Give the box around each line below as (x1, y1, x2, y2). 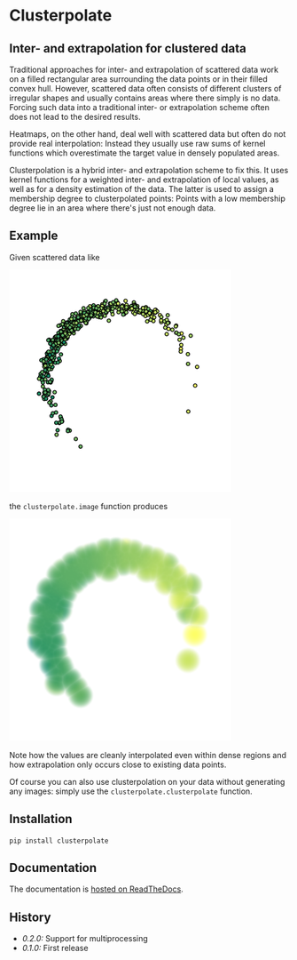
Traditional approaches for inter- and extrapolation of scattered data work (9, 64, 279, 75)
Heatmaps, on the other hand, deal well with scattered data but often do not (9, 129, 286, 139)
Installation (9, 812, 73, 827)
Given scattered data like (9, 252, 100, 262)
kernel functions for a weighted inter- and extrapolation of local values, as (9, 174, 279, 185)
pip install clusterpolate (9, 836, 109, 845)
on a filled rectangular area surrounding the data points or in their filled (9, 74, 268, 84)
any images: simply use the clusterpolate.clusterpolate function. (9, 786, 253, 796)
